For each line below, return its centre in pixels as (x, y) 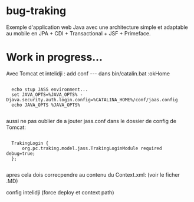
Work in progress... (55, 57)
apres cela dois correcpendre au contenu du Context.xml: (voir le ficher (93, 174)
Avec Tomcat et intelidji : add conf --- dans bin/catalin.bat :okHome (88, 73)
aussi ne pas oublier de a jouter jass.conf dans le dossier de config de (91, 121)
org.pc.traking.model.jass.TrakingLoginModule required (92, 148)
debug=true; (21, 153)
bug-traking (36, 11)
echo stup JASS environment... (50, 90)
